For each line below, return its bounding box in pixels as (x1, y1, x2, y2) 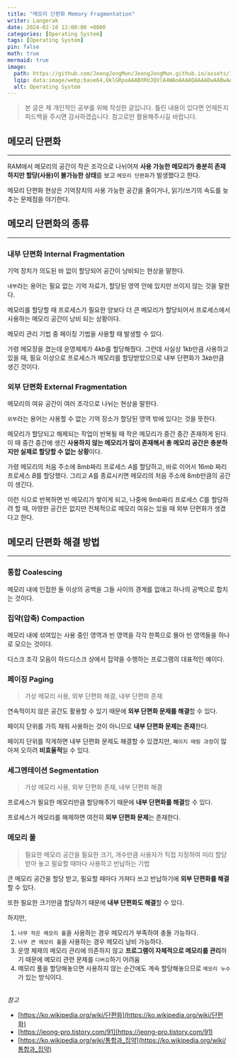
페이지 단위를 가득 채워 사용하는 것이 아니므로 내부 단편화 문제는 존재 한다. (7, 722, 209, 731)
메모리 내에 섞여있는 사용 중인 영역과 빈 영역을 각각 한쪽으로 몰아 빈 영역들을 (7, 631, 217, 639)
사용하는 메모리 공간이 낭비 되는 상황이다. (7, 314, 121, 323)
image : (7, 63, 27, 70)
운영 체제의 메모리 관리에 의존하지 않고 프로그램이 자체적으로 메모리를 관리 (17, 946, 222, 955)
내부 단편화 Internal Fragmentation (7, 249, 125, 259)
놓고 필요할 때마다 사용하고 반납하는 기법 (38, 859, 150, 867)
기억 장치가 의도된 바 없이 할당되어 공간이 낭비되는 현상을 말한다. (7, 267, 186, 275)
